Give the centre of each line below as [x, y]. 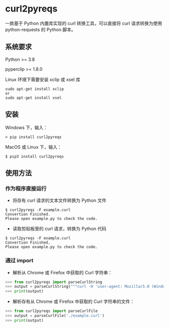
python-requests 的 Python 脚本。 [41, 29]
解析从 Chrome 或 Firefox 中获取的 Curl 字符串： [62, 272]
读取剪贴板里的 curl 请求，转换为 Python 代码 [59, 229]
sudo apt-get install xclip [35, 89]
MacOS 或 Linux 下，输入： [33, 147]
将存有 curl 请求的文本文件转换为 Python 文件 [59, 200]
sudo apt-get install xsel [33, 98]
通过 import [19, 261]
